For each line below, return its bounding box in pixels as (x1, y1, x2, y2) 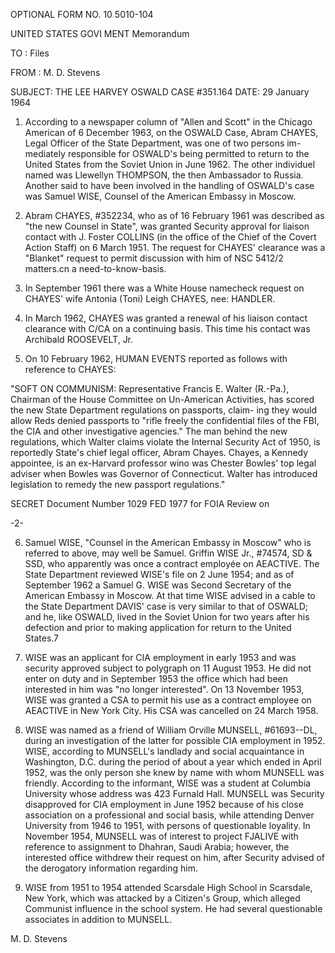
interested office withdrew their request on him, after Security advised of (24, 852, 325, 863)
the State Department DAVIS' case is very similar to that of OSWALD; (24, 600, 309, 612)
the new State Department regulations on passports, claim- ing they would (10, 404, 318, 416)
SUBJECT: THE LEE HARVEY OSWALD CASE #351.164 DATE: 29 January (10, 86, 310, 98)
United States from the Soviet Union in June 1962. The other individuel (24, 159, 316, 170)
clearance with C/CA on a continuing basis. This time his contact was (24, 323, 311, 334)
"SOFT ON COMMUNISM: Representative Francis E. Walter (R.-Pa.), (10, 383, 290, 394)
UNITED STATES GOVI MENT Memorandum (10, 28, 190, 39)
